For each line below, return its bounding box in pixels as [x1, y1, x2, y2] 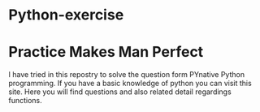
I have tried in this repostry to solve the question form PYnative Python [8, 70, 245, 80]
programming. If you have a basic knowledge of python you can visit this [8, 79, 252, 88]
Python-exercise [8, 6, 124, 24]
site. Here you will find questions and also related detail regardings [8, 87, 232, 97]
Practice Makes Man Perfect [8, 43, 204, 62]
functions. [8, 96, 42, 106]
